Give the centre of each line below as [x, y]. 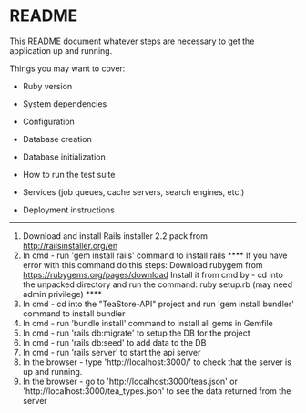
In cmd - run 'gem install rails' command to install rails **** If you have [155, 255]
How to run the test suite [69, 174]
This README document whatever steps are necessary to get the [132, 41]
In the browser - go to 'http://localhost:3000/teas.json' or [130, 381]
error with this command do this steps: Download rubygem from [143, 264]
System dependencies [65, 103]
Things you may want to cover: [67, 68]
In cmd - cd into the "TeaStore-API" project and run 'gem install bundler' [158, 304]
